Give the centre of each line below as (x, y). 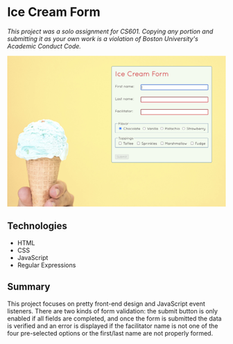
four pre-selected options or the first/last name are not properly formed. (110, 333)
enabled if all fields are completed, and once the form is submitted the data (114, 318)
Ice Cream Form (54, 12)
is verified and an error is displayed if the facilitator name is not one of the (113, 326)
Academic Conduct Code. (44, 46)
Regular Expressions (46, 265)
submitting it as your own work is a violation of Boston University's (103, 38)
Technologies (37, 226)
